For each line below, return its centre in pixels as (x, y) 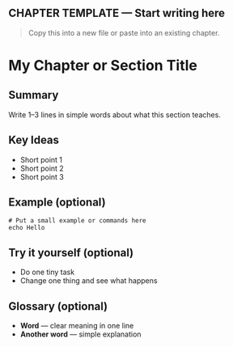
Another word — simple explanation (80, 334)
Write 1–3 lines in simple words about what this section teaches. (114, 114)
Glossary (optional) (58, 306)
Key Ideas (34, 140)
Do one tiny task (47, 272)
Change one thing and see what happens (89, 281)
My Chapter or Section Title (103, 66)
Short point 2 (42, 168)
